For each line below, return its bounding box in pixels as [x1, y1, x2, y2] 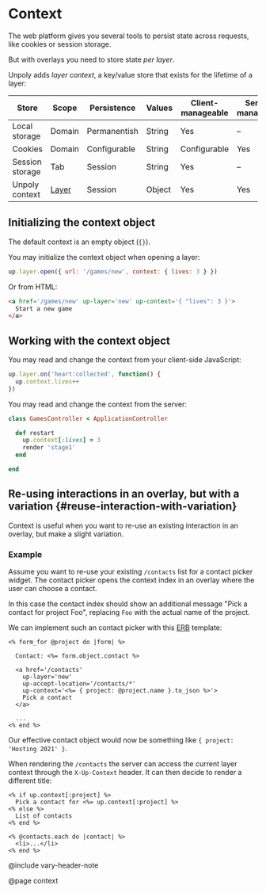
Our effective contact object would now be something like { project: [8, 735, 234, 745]
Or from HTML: [8, 282, 58, 292]
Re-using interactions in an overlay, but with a [8, 487, 240, 501]
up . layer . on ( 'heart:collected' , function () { [8, 370, 161, 379]
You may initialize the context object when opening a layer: [8, 252, 200, 261]
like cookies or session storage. [8, 39, 112, 48]
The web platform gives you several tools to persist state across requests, [8, 31, 249, 40]
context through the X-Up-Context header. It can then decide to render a [8, 768, 242, 777]
